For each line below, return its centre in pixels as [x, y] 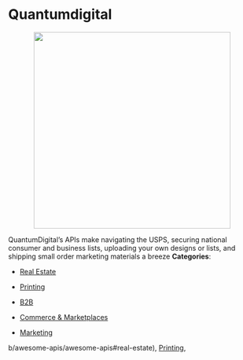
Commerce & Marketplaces [64, 317]
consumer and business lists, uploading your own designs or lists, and [122, 248]
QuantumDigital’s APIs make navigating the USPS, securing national [118, 239]
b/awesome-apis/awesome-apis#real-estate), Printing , [97, 347]
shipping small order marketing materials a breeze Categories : [110, 256]
